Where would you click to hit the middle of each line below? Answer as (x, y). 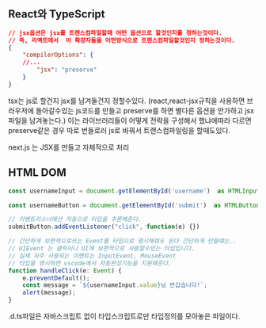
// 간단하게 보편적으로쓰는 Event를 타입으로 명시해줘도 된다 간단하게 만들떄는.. (122, 241)
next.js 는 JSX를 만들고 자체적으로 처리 (69, 147)
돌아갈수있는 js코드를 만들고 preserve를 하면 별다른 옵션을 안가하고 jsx (145, 110)
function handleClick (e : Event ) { (65, 271)
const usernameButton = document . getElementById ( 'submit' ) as (115, 205)
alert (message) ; (49, 293)
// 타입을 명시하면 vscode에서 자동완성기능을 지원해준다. (90, 263)
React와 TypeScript (57, 14)
